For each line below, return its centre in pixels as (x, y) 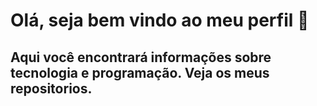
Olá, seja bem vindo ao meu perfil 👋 (160, 20)
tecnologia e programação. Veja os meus (140, 72)
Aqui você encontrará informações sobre (141, 57)
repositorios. (51, 88)
